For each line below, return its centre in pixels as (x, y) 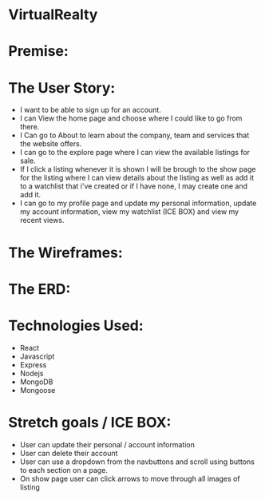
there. (30, 127)
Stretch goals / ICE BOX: (90, 422)
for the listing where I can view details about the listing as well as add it (136, 178)
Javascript (37, 356)
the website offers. (51, 144)
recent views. (42, 220)
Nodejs (32, 373)
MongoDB (36, 382)
